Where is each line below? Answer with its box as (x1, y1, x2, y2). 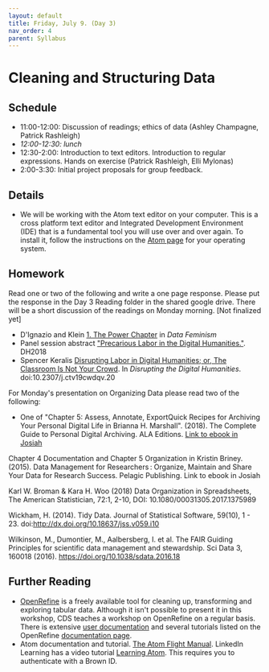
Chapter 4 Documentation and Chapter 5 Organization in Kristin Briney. (8, 453, 243, 463)
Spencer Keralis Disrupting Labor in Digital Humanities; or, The (19, 355, 227, 365)
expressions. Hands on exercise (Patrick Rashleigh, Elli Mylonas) (19, 156, 234, 166)
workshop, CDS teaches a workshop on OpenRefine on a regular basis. (19, 613, 255, 623)
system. (19, 244, 47, 254)
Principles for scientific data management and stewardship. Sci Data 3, (8, 542, 243, 552)
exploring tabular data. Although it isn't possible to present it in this (19, 604, 243, 614)
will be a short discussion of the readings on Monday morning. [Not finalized (8, 305, 262, 315)
